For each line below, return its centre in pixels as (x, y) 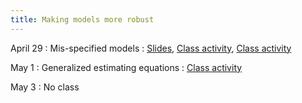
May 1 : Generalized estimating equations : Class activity (126, 67)
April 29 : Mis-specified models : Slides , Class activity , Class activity (151, 48)
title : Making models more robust (82, 19)
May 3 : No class (45, 87)
